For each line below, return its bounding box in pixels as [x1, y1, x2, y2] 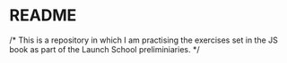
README [9, 5, 77, 26]
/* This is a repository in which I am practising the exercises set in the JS [9, 35, 278, 45]
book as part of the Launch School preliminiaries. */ [9, 43, 200, 54]
